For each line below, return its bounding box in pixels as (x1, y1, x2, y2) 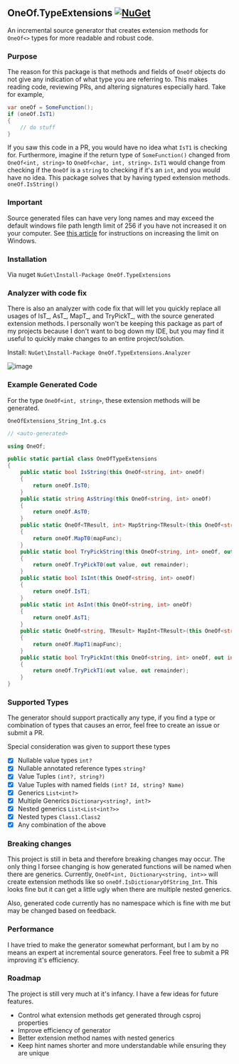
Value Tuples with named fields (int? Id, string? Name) (17, 780, 185, 789)
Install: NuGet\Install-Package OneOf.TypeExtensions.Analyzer (7, 348, 191, 357)
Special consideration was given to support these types (7, 742, 171, 751)
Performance (7, 925, 55, 934)
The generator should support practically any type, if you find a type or (7, 713, 216, 722)
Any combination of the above (17, 820, 107, 829)
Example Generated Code (7, 380, 98, 390)
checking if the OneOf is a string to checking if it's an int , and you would (7, 166, 221, 174)
